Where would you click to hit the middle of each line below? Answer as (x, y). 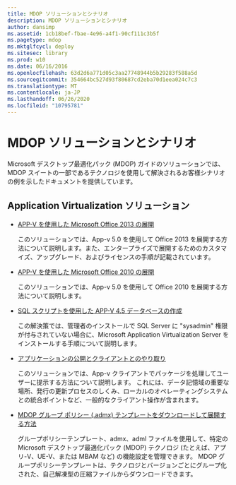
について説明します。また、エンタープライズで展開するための (113, 248)
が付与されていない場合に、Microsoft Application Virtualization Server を (123, 334)
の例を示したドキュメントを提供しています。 (72, 181)
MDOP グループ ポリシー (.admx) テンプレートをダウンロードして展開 (119, 414)
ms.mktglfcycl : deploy (41, 47)
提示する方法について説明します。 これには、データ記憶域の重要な (133, 382)
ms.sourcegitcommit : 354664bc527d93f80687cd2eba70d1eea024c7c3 (102, 79)
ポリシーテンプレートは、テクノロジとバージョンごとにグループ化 (131, 465)
